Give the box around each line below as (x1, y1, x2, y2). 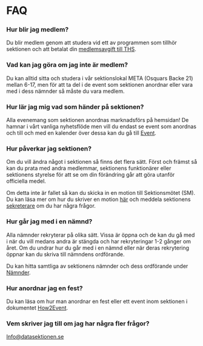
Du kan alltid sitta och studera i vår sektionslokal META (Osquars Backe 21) (6, 74, 193, 82)
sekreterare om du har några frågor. (6, 202, 96, 209)
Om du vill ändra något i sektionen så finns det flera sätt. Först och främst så (6, 158, 198, 166)
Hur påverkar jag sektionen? (6, 144, 92, 152)
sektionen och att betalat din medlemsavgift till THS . (6, 46, 136, 53)
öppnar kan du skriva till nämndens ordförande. (6, 250, 125, 258)
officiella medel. (6, 177, 47, 185)
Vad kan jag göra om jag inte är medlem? (6, 61, 128, 69)
